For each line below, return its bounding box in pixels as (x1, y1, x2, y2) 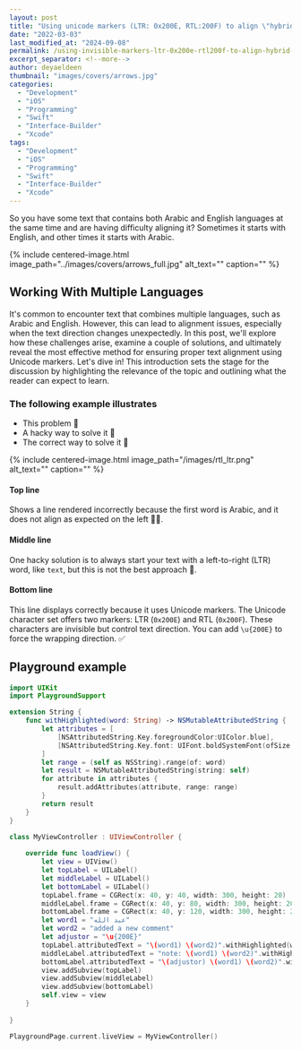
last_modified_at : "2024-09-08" (9, 38, 130, 48)
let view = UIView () (41, 857, 118, 866)
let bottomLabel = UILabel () (41, 882, 150, 891)
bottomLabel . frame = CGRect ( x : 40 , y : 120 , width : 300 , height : (41, 907, 287, 916)
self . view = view (41, 991, 106, 1000)
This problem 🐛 (21, 418, 79, 429)
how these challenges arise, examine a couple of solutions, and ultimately (9, 337, 282, 348)
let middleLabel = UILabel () (41, 873, 150, 883)
